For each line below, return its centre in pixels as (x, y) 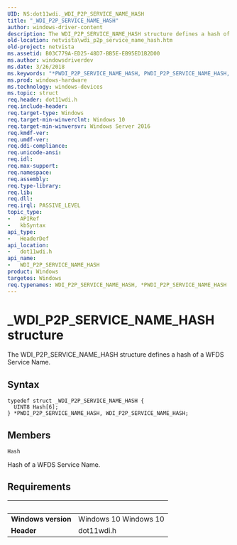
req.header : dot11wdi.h (43, 100)
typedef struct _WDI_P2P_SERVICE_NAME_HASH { (76, 401)
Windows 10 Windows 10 (121, 519)
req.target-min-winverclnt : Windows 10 (66, 119)
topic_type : (25, 212)
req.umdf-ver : (28, 139)
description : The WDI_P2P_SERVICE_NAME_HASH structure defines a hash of (119, 34)
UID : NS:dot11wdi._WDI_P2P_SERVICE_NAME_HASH (76, 14)
